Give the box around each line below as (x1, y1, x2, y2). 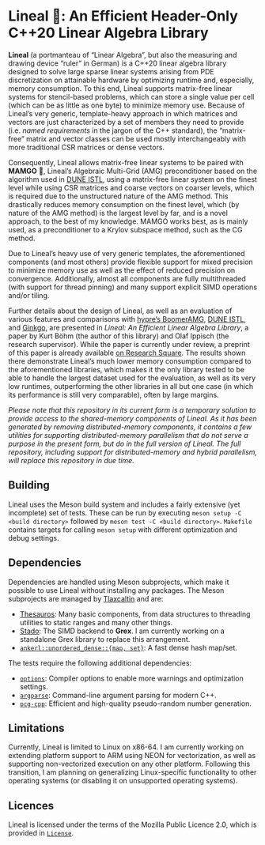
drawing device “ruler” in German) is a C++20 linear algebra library (8, 58, 227, 68)
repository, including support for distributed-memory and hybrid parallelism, (8, 447, 258, 457)
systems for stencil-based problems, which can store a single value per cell (8, 92, 255, 101)
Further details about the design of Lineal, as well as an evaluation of (8, 306, 233, 315)
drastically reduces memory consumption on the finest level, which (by (8, 199, 240, 209)
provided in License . (8, 828, 74, 838)
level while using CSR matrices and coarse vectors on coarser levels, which (8, 183, 255, 192)
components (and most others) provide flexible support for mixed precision (8, 257, 253, 266)
